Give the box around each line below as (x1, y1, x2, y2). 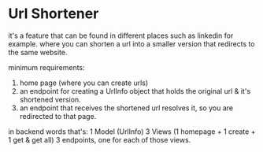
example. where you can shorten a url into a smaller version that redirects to (8, 39, 255, 48)
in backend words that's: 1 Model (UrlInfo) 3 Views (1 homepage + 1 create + (8, 127, 256, 136)
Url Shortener (8, 5, 99, 23)
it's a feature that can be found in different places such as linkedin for (8, 31, 234, 40)
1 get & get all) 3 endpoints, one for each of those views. (8, 135, 191, 144)
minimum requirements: (8, 62, 85, 72)
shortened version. (19, 95, 81, 104)
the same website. (8, 47, 68, 57)
